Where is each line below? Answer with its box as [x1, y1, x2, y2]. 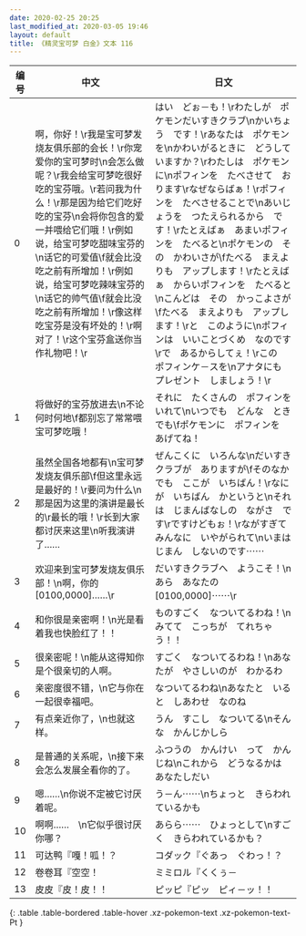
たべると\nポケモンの [181, 238, 273, 251]
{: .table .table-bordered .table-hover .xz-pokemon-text [9, 908, 219, 919]
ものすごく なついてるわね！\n [154, 607, 291, 620]
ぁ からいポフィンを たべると [154, 279, 292, 292]
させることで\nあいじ [199, 197, 291, 210]
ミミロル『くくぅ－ [154, 867, 238, 879]
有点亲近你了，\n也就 [35, 713, 127, 725]
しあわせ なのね [172, 695, 247, 708]
